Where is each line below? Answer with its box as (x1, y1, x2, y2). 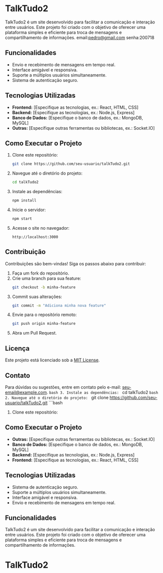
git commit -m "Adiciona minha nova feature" (12, 303, 106, 308)
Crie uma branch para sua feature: (12, 275, 81, 281)
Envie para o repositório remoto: (12, 312, 77, 317)
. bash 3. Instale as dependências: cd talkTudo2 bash (47, 389, 158, 395)
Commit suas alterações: (12, 294, 62, 299)
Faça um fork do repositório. (12, 270, 70, 276)
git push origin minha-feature (12, 321, 76, 326)
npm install (12, 198, 36, 203)
